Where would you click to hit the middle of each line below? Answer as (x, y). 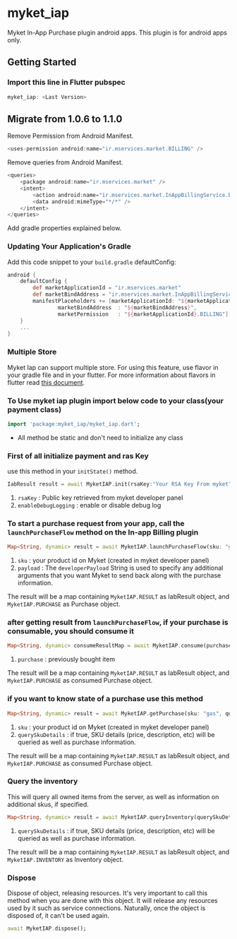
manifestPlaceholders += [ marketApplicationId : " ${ (110, 301)
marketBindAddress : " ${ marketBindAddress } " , (127, 307)
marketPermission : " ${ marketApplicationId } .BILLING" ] (143, 314)
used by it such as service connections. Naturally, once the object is (107, 908)
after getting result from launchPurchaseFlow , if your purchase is (118, 623)
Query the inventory (43, 782)
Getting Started (42, 62)
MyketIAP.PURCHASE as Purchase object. (64, 604)
